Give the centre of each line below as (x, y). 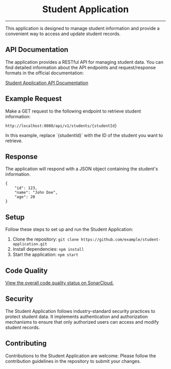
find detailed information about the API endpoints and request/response (81, 67)
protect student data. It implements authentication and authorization (77, 317)
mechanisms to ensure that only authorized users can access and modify (82, 322)
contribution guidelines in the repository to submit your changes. (73, 361)
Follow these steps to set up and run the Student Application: (69, 229)
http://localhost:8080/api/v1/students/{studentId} (61, 126)
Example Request (34, 99)
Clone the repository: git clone (46, 239)
